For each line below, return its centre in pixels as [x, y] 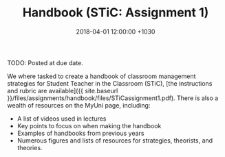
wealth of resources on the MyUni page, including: [79, 105]
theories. [30, 147]
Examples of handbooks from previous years [81, 133]
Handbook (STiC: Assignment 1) [116, 13]
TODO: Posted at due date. [45, 62]
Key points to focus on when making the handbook [89, 125]
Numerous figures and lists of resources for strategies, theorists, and [115, 140]
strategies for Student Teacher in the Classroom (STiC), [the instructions [110, 83]
